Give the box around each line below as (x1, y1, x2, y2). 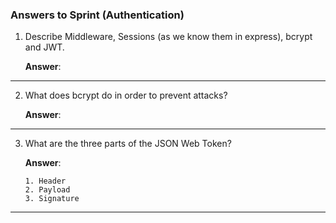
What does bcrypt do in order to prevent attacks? (24, 89, 228, 102)
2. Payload (24, 185, 71, 195)
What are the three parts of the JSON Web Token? (24, 138, 232, 150)
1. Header (24, 176, 67, 187)
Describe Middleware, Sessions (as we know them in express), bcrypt (24, 31, 313, 43)
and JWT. (24, 41, 65, 53)
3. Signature (24, 194, 80, 204)
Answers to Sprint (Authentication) (10, 8, 185, 22)
